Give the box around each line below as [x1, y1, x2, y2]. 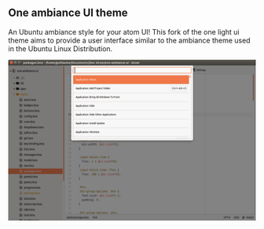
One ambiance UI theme [8, 6, 128, 20]
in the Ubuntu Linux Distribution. [8, 43, 113, 54]
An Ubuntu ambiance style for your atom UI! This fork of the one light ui [8, 27, 240, 36]
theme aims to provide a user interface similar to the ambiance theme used [8, 35, 251, 45]
